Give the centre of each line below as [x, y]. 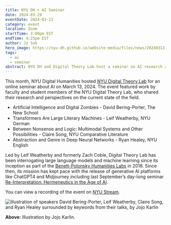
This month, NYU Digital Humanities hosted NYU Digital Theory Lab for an [83, 81]
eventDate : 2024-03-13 [29, 19]
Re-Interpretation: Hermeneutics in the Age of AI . [57, 182]
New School [25, 113]
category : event [22, 24]
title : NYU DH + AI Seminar [35, 10]
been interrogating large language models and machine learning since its [82, 160]
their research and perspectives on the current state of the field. [73, 98]
